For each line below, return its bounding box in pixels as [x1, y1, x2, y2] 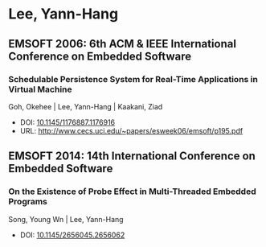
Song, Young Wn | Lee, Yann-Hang [8, 214, 124, 224]
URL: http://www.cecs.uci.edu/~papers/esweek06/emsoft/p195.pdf [19, 126, 243, 135]
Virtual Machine [8, 84, 72, 95]
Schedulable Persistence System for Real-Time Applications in [8, 73, 259, 84]
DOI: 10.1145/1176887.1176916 [19, 117, 116, 127]
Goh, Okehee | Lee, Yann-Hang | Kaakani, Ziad [8, 101, 163, 111]
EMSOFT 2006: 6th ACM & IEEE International [8, 37, 237, 51]
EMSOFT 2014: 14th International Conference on [8, 150, 256, 163]
